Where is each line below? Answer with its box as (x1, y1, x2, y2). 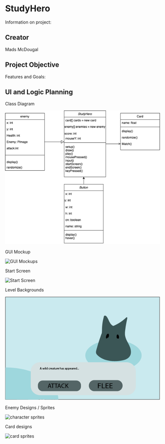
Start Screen (5, 268, 31, 274)
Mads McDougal (5, 46, 38, 52)
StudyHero (5, 3, 51, 14)
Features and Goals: (5, 74, 46, 79)
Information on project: (5, 19, 52, 25)
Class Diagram (5, 101, 35, 107)
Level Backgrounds (5, 287, 44, 292)
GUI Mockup (5, 249, 31, 255)
